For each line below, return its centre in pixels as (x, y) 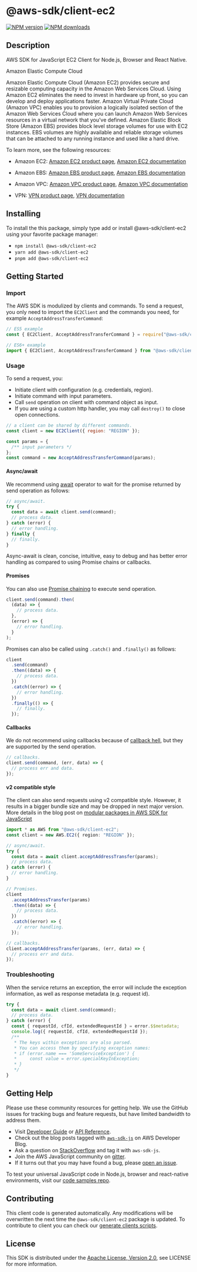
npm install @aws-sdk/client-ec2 (55, 246)
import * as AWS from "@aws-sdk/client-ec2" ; (62, 830)
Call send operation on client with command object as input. (86, 402)
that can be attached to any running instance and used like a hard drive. (93, 138)
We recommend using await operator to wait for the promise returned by (94, 484)
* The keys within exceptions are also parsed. (73, 1043)
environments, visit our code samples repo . (58, 1180)
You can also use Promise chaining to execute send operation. (81, 588)
